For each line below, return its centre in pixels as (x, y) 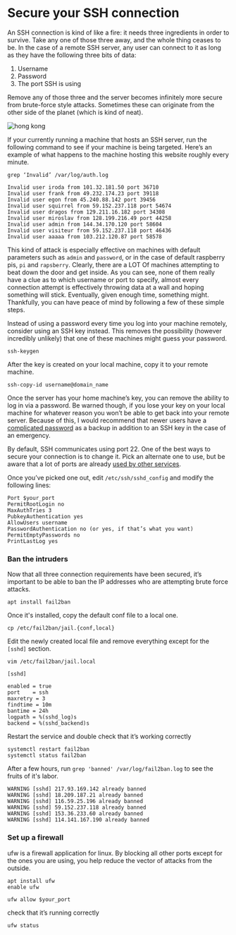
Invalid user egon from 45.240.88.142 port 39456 (82, 200)
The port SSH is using (49, 83)
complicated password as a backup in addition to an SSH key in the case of (117, 427)
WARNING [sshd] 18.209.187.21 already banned (75, 795)
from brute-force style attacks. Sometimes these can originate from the (111, 104)
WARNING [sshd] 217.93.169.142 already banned (77, 789)
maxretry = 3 (26, 699)
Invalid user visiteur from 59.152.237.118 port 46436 (89, 231)
